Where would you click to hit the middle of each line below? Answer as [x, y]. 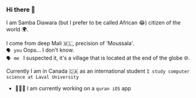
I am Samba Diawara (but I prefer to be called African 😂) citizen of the [94, 23]
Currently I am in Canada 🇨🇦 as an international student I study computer [98, 71]
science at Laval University [43, 78]
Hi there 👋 [21, 10]
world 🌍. [17, 29]
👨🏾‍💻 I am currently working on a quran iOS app [73, 88]
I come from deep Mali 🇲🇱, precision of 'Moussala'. [70, 43]
